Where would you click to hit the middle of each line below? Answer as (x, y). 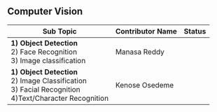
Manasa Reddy (140, 52)
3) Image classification (48, 60)
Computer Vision (45, 12)
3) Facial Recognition (45, 89)
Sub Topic (59, 31)
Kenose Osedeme (145, 85)
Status (195, 31)
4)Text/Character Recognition (60, 98)
